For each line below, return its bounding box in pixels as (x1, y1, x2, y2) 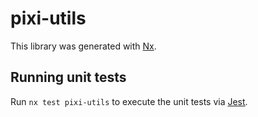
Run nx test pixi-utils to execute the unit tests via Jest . (10, 95, 248, 107)
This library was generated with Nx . (10, 40, 157, 52)
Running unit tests (10, 69, 127, 86)
